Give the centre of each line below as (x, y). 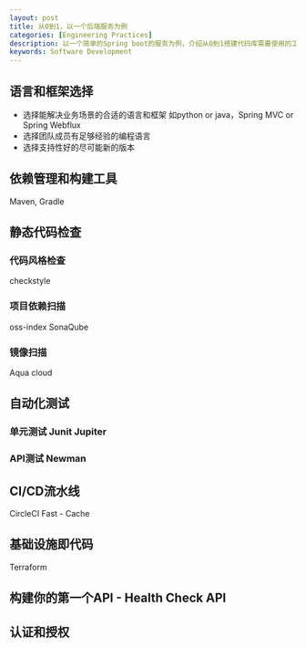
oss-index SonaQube (49, 327)
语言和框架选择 (51, 91)
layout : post (34, 18)
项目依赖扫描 (38, 307)
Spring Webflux (52, 125)
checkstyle (30, 281)
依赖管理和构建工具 (63, 179)
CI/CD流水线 (45, 491)
